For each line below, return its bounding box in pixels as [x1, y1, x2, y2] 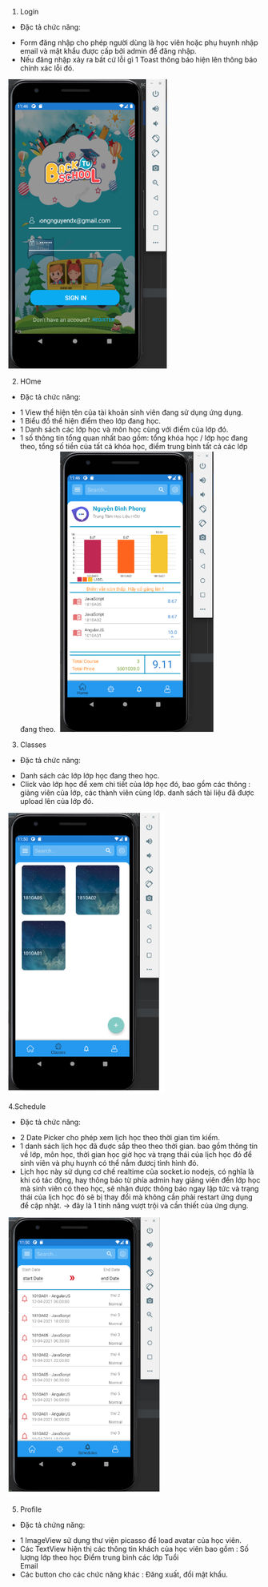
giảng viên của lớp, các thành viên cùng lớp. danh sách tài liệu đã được [19, 788, 254, 798]
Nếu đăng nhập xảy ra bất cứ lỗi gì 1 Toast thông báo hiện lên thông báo [19, 55, 258, 64]
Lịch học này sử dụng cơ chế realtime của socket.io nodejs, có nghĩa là [19, 1167, 254, 1176]
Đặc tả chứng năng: [19, 1521, 86, 1529]
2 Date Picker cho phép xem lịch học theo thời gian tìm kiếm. [19, 1133, 220, 1142]
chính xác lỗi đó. [19, 63, 74, 73]
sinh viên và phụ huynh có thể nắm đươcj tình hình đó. [19, 1159, 198, 1167]
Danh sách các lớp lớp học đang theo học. [19, 771, 160, 780]
